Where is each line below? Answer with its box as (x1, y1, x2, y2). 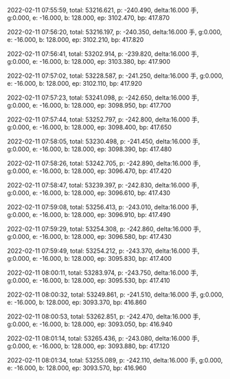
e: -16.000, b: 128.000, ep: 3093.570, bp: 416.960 (7, 364, 147, 372)
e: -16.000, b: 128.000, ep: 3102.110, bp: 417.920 (7, 80, 142, 87)
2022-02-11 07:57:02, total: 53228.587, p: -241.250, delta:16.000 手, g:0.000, (7, 71, 224, 80)
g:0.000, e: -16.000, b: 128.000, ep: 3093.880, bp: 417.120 (7, 342, 170, 350)
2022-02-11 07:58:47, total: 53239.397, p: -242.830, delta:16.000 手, (7, 181, 200, 189)
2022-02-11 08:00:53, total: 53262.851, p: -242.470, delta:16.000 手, (7, 312, 201, 321)
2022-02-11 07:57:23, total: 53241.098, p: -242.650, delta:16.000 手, (7, 93, 200, 102)
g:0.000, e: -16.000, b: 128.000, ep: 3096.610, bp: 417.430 (7, 189, 170, 197)
